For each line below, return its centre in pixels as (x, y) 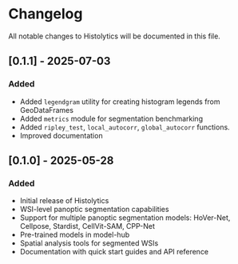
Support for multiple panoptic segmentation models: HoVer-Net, (125, 218)
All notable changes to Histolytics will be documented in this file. (115, 36)
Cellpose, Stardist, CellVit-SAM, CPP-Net (87, 226)
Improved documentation (61, 135)
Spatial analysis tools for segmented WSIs (89, 243)
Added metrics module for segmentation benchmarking (111, 118)
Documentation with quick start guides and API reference (114, 252)
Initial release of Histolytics (64, 201)
